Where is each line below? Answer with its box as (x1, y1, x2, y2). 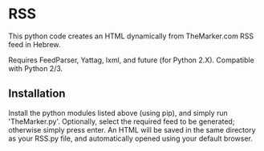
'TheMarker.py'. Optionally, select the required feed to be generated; (8, 117, 235, 126)
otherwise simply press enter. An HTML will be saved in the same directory (8, 125, 256, 134)
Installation (8, 87, 66, 101)
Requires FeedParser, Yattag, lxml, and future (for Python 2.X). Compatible (8, 55, 254, 65)
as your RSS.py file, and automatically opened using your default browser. (8, 133, 253, 143)
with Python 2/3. (8, 63, 63, 73)
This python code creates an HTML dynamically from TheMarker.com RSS (8, 31, 254, 41)
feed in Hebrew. (8, 39, 61, 49)
